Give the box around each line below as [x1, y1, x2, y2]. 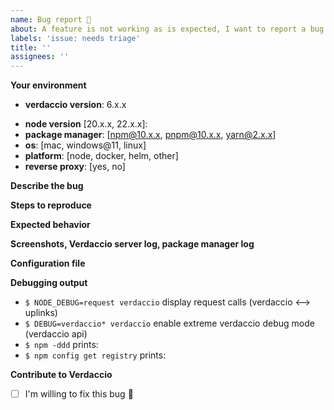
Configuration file [10, 257, 86, 270]
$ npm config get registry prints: [24, 349, 167, 361]
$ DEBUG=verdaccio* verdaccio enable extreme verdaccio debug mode [24, 317, 315, 330]
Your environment [10, 79, 87, 91]
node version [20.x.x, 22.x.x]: [24, 118, 148, 130]
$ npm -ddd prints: [24, 339, 99, 351]
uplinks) [24, 307, 58, 319]
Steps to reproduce [10, 199, 92, 211]
